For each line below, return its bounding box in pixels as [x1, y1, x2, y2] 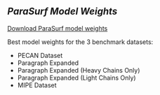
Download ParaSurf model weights [7, 24, 108, 32]
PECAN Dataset [17, 51, 63, 59]
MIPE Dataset [17, 80, 58, 89]
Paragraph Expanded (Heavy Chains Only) [17, 66, 140, 74]
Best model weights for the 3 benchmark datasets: [7, 38, 154, 46]
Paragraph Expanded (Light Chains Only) [17, 73, 136, 82]
